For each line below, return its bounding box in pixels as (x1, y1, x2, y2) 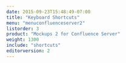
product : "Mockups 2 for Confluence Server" (6, 31, 121, 37)
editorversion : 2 (6, 48, 50, 54)
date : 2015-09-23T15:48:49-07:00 (6, 8, 91, 15)
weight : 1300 (6, 37, 39, 43)
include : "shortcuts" (6, 43, 61, 49)
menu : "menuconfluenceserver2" (6, 20, 85, 26)
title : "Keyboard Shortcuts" (6, 14, 80, 20)
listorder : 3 (6, 25, 39, 32)
